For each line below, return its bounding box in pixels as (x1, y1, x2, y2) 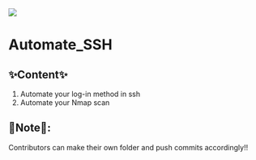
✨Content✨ (8, 68, 68, 82)
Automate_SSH (8, 36, 113, 54)
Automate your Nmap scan (19, 98, 110, 107)
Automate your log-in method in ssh (19, 89, 140, 99)
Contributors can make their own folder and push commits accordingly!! (8, 142, 249, 152)
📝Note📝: (8, 121, 51, 135)
